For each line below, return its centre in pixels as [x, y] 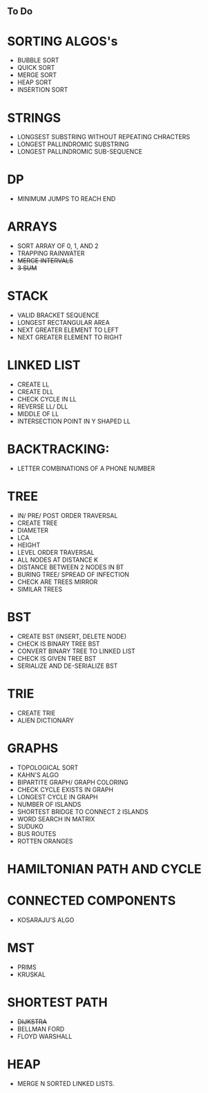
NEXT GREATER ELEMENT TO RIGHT [70, 337]
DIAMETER [32, 530]
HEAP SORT [34, 82]
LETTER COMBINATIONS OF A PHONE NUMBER [86, 468]
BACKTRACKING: [58, 449]
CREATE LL [33, 384]
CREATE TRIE [36, 713]
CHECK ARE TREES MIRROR [57, 582]
